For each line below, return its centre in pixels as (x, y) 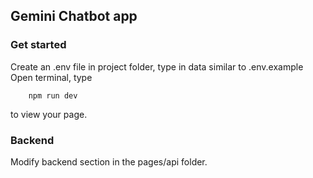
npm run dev (53, 95)
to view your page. (49, 114)
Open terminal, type (51, 77)
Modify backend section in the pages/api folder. (109, 161)
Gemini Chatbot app (74, 16)
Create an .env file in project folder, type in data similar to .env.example (157, 66)
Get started (38, 45)
